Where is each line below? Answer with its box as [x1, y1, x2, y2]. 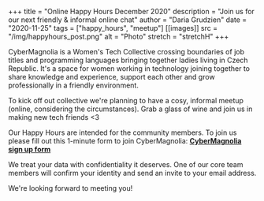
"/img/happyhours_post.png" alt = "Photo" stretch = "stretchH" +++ [8, 32, 229, 41]
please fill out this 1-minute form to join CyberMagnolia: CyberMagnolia [8, 136, 242, 145]
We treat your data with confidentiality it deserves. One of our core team [8, 160, 244, 169]
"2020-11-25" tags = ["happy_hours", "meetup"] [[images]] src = [8, 24, 218, 32]
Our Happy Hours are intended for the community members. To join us [8, 128, 237, 137]
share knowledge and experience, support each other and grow [8, 73, 215, 81]
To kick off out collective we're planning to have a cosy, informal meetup [8, 96, 244, 105]
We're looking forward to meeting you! [8, 184, 133, 192]
